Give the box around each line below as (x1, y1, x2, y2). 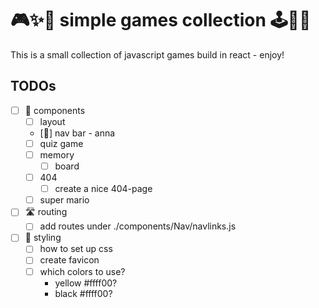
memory (39, 148, 75, 161)
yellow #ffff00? (54, 277, 118, 289)
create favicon (39, 254, 100, 266)
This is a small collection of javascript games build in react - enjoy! (10, 48, 285, 61)
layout (39, 115, 66, 127)
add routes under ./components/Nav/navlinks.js (39, 220, 237, 232)
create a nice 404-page (54, 183, 153, 195)
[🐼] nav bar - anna (39, 127, 116, 139)
